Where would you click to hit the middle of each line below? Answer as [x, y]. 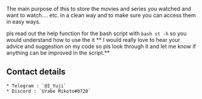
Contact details [36, 72]
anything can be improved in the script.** [58, 53]
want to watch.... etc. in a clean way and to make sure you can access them [101, 15]
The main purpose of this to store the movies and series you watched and [99, 9]
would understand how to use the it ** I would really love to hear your [93, 40]
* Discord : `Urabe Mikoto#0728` [49, 91]
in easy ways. [23, 22]
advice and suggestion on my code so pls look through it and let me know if [101, 46]
